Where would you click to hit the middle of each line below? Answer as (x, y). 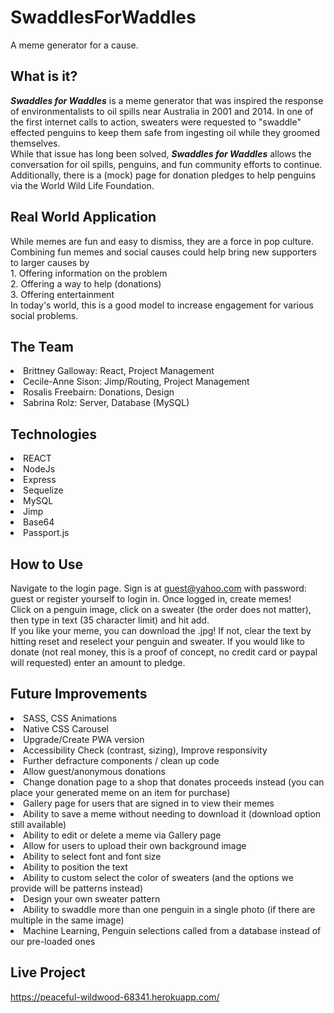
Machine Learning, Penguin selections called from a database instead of (172, 930)
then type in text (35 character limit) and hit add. (110, 620)
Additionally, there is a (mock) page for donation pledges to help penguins (163, 175)
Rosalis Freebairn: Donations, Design (99, 392)
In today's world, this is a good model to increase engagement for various (162, 305)
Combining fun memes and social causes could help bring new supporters (163, 252)
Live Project (48, 972)
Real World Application (83, 217)
